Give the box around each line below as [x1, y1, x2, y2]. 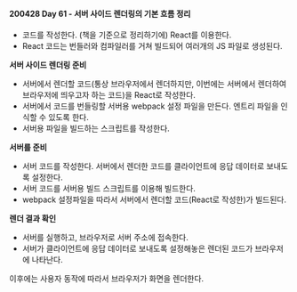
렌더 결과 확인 [9, 214, 56, 224]
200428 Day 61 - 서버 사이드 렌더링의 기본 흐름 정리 [9, 8, 191, 19]
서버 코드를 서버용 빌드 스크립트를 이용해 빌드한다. [21, 183, 196, 194]
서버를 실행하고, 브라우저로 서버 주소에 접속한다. [21, 232, 189, 243]
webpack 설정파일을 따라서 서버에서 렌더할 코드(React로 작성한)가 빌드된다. [21, 194, 287, 205]
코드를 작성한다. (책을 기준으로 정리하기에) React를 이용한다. [21, 29, 232, 40]
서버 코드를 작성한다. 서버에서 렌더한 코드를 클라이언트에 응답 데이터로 [21, 161, 265, 172]
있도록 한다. [48, 112, 89, 123]
